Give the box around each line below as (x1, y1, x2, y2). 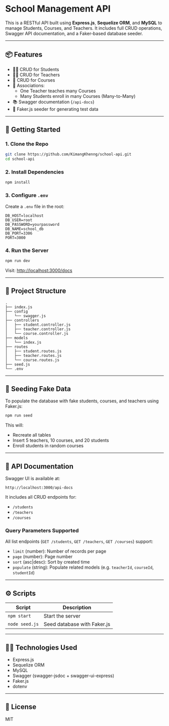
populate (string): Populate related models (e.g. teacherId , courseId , (12, 564, 154, 570)
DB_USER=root (5, 217, 33, 222)
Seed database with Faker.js (43, 621, 111, 628)
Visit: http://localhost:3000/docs (5, 267, 72, 273)
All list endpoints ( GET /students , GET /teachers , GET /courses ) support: (5, 538, 153, 544)
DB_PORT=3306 (5, 230, 33, 236)
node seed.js (8, 621, 39, 627)
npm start (8, 613, 31, 619)
